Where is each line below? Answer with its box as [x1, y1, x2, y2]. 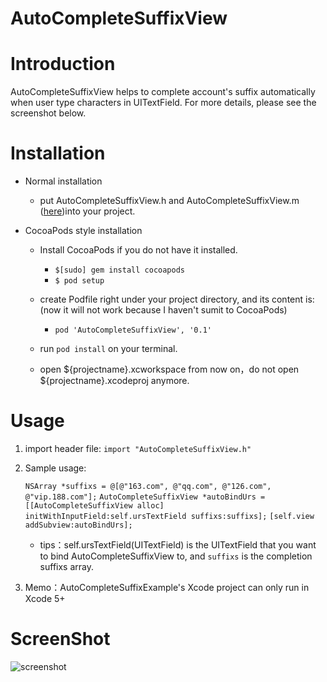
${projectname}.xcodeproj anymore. [39, 375, 190, 387]
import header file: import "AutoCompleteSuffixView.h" [24, 443, 252, 454]
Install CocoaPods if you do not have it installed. [39, 244, 238, 256]
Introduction [10, 53, 116, 76]
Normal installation [24, 175, 103, 187]
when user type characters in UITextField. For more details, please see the [10, 97, 317, 109]
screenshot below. [10, 107, 87, 119]
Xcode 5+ [24, 593, 66, 604]
